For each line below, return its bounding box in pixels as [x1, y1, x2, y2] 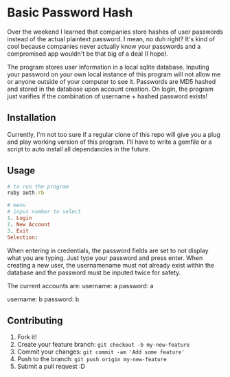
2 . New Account [7, 221, 51, 228]
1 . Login [7, 215, 32, 222]
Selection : [7, 234, 38, 241]
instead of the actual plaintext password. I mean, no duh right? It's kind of [7, 34, 216, 43]
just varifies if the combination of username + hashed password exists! [7, 91, 208, 100]
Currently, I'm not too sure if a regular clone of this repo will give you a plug [7, 130, 221, 138]
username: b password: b [7, 294, 80, 303]
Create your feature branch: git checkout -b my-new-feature [16, 341, 190, 349]
